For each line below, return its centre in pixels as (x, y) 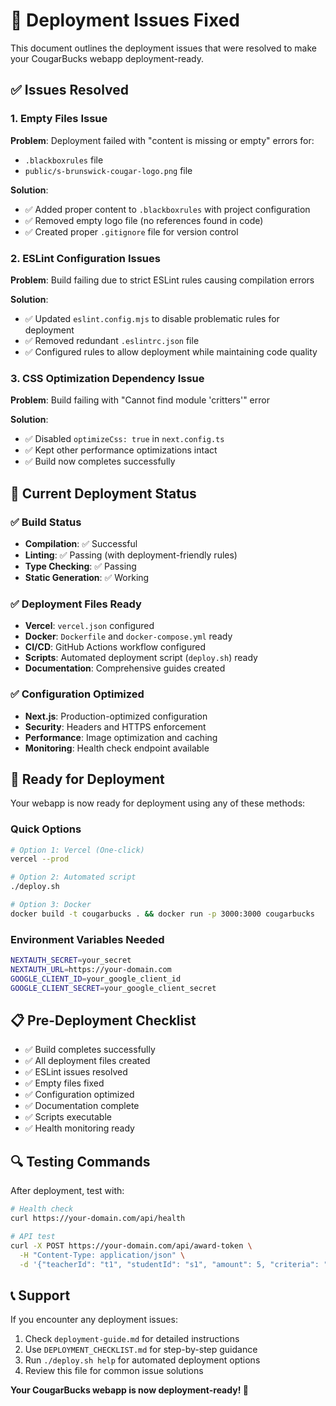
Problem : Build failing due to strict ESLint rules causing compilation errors (162, 280)
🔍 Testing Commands (80, 1161)
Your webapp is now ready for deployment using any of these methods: (158, 803)
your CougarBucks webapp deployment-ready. (107, 58)
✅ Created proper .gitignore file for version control (131, 231)
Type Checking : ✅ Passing (80, 566)
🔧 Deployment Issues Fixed (125, 20)
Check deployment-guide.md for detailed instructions (132, 1339)
